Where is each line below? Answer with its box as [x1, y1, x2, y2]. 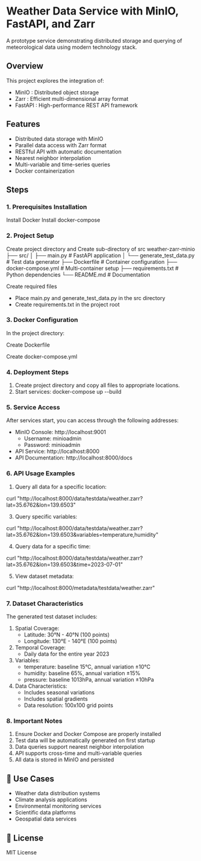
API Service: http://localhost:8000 [14, 448, 100, 455]
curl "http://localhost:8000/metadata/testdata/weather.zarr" [6, 584, 155, 591]
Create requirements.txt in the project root [14, 301, 120, 308]
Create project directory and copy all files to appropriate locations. [14, 382, 181, 389]
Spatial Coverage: [14, 625, 60, 632]
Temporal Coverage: [14, 644, 66, 651]
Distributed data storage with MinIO [14, 135, 104, 142]
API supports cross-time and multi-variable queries [14, 750, 143, 757]
